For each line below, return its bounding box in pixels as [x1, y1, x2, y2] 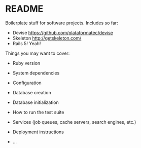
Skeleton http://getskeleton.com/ [12, 35, 82, 41]
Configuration [12, 80, 42, 86]
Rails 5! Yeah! [12, 40, 41, 46]
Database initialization [12, 99, 59, 105]
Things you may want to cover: [5, 50, 70, 56]
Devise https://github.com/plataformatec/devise [12, 29, 113, 35]
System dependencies [12, 69, 60, 76]
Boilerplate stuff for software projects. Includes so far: [5, 20, 118, 26]
